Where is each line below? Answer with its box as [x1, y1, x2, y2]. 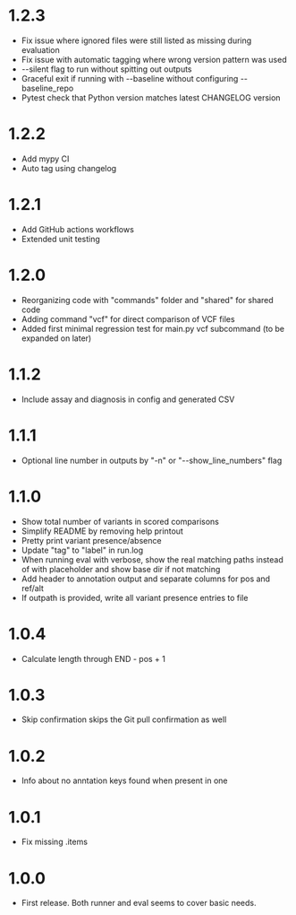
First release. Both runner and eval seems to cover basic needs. [21, 898, 257, 909]
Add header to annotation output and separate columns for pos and [21, 573, 270, 584]
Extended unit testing [21, 233, 100, 244]
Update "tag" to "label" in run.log [21, 545, 144, 555]
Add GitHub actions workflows [21, 223, 135, 234]
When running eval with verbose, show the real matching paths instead [21, 553, 283, 565]
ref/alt [21, 582, 44, 593]
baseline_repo [21, 83, 74, 93]
